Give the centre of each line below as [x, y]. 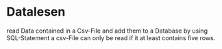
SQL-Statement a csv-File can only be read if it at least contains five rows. [111, 37]
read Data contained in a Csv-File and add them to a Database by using [107, 31]
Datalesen [36, 12]
